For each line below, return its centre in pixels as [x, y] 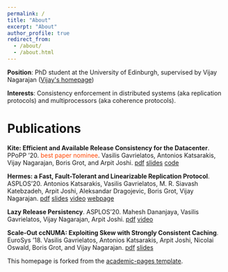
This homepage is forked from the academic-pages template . [95, 261]
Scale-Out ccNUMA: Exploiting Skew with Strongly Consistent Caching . [113, 232]
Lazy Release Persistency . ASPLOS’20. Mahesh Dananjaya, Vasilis [103, 211]
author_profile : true [39, 33]
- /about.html [34, 53]
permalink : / [26, 14]
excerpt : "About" [32, 26]
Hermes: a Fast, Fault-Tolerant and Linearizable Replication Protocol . [108, 176]
